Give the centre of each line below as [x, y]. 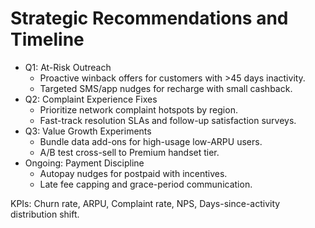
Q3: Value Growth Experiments [88, 131]
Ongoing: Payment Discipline [84, 163]
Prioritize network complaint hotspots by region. [138, 109]
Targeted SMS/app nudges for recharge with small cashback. [166, 88]
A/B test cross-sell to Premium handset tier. [129, 152]
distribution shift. [45, 214]
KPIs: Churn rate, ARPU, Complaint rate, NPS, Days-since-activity [145, 203]
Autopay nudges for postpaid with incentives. [133, 173]
